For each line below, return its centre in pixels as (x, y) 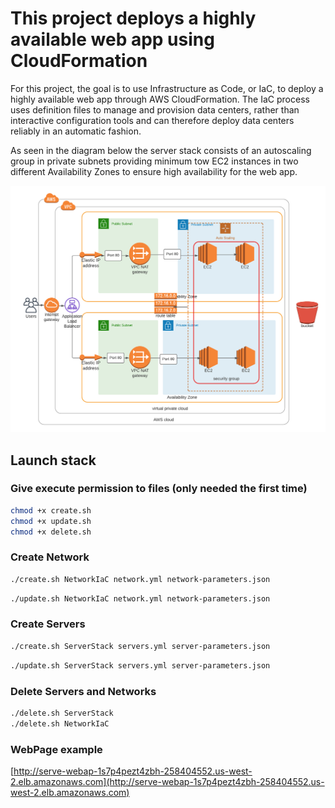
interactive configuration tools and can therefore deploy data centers (152, 120)
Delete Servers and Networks (83, 691)
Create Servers (48, 624)
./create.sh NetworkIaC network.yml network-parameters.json (140, 579)
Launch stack (53, 460)
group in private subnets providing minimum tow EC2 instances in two (154, 161)
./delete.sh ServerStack (62, 713)
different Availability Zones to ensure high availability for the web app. (154, 171)
